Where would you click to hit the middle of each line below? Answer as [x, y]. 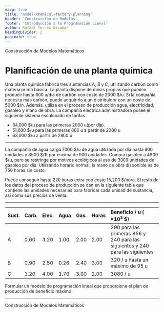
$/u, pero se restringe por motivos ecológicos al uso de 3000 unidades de [80, 160]
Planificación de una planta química [79, 71]
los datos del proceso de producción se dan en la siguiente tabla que [74, 185]
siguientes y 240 [130, 246]
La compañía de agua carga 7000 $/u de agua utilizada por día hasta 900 [79, 149]
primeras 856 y [128, 234]
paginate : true [20, 37]
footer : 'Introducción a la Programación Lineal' [57, 23]
